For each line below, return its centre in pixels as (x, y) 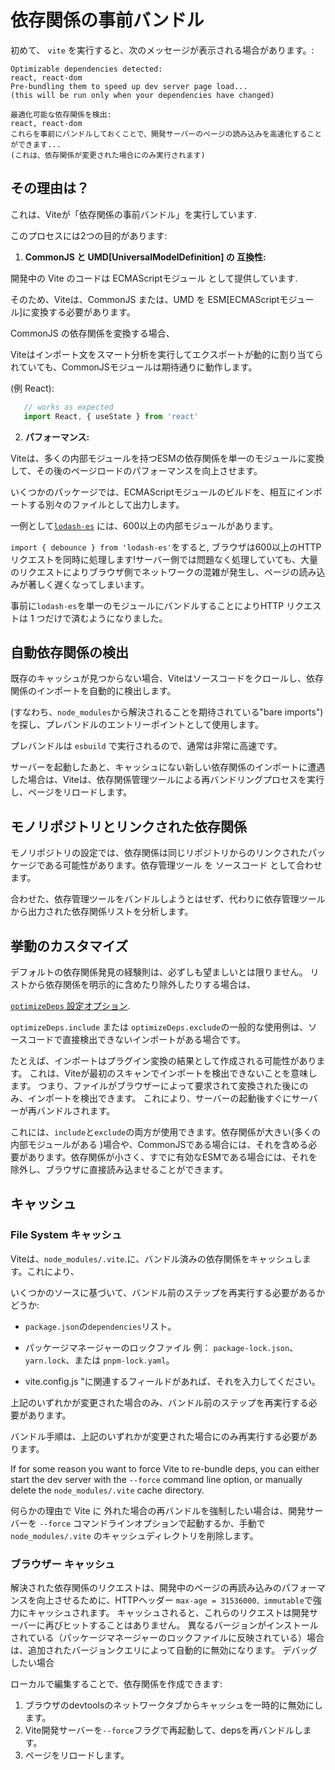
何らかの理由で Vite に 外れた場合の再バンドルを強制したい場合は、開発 (158, 1510)
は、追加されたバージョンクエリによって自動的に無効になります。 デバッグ (164, 1650)
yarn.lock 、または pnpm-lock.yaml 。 (99, 1360)
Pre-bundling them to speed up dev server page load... (129, 86)
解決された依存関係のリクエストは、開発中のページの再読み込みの (146, 1587)
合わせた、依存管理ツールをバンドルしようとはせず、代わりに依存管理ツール (168, 899)
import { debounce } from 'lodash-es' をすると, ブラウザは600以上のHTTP (166, 547)
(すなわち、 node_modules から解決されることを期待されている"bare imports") (167, 712)
